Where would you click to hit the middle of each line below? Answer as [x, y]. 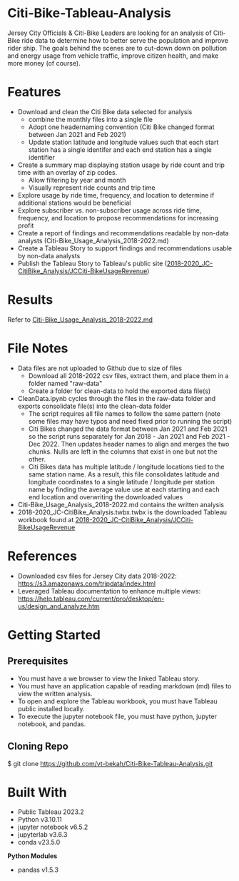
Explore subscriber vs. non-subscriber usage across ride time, [110, 210]
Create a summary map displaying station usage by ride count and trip [121, 165]
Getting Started [54, 635]
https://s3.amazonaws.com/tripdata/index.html [86, 584]
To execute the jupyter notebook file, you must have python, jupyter [117, 716]
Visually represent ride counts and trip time [92, 188]
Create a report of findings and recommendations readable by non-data [123, 233]
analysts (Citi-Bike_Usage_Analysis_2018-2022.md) [93, 240]
